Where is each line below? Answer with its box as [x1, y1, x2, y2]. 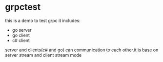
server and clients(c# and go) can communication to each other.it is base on [5, 47, 159, 53]
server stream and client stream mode [5, 52, 82, 58]
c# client [12, 37, 30, 43]
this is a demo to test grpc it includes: [5, 18, 81, 23]
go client [12, 32, 30, 38]
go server [12, 27, 32, 33]
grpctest [5, 1, 41, 13]
